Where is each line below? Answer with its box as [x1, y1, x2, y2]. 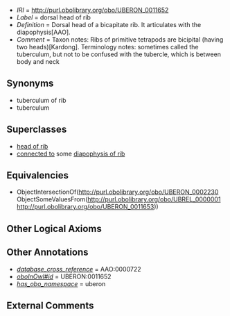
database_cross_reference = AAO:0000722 [16, 265, 141, 273]
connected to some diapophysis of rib [16, 149, 125, 158]
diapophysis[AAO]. [16, 28, 71, 36]
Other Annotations [6, 247, 89, 258]
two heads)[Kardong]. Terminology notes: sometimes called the [16, 43, 199, 51]
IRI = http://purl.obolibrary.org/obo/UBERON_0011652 [16, 6, 169, 14]
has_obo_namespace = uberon [16, 279, 106, 288]
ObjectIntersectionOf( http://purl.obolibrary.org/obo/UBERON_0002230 [16, 188, 219, 197]
